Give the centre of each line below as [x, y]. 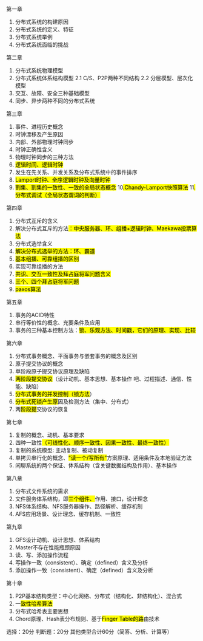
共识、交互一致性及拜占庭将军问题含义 [63, 274]
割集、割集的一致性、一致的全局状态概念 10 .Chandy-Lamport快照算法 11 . [105, 187]
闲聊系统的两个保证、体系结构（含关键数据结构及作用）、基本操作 [96, 465]
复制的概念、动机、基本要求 [50, 435]
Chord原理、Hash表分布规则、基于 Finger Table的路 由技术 [87, 619]
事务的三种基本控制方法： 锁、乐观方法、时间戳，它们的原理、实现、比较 [105, 330]
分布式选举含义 [34, 244]
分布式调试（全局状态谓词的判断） [58, 195]
